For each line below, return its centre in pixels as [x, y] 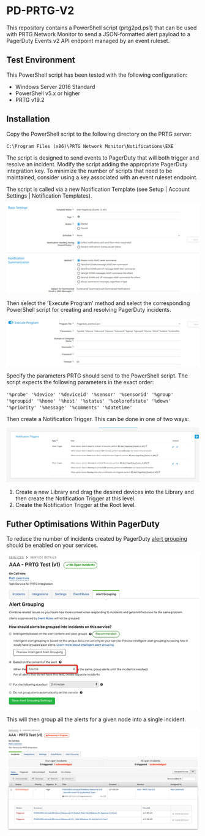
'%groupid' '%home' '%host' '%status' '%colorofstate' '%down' [89, 401]
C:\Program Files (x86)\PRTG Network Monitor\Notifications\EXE [90, 146]
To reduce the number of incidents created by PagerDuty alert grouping [97, 539]
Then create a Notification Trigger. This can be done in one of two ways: [98, 419]
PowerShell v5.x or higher [48, 93]
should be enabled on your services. [52, 545]
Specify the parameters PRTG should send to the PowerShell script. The [97, 376]
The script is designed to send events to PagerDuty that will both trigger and [103, 158]
